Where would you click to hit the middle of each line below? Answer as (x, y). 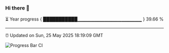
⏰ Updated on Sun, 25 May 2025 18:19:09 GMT (54, 35)
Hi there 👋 (18, 8)
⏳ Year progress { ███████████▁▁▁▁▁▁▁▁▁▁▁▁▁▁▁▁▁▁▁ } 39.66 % (84, 19)
